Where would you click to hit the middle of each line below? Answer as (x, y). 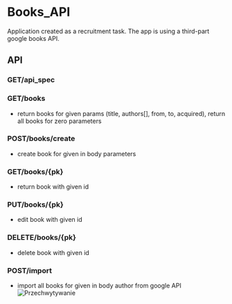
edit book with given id (50, 220)
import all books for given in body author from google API (99, 286)
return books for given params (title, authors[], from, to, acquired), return (121, 113)
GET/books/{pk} (35, 171)
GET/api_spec (31, 80)
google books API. (34, 38)
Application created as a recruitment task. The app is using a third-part (108, 31)
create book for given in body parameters (77, 153)
